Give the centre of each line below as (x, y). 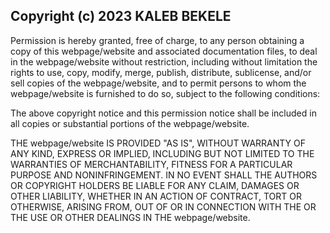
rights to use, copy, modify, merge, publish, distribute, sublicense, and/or (161, 72)
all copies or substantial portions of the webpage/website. (130, 123)
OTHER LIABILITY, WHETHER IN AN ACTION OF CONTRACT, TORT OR (156, 196)
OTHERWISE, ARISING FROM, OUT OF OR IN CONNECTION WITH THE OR (163, 206)
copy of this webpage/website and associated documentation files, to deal (164, 51)
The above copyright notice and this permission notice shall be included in (163, 113)
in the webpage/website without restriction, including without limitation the (164, 61)
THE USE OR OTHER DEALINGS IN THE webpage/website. (130, 217)
